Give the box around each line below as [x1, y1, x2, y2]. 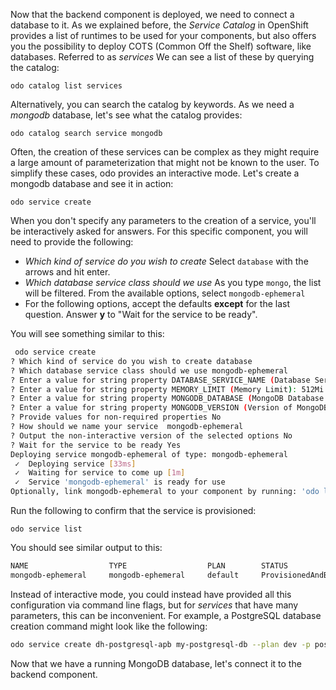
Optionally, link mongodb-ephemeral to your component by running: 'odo [10, 487, 320, 497]
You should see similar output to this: [10, 542, 163, 553]
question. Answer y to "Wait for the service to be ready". [24, 309, 258, 320]
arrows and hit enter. [24, 266, 111, 278]
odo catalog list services [10, 81, 123, 91]
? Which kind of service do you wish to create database [10, 356, 253, 366]
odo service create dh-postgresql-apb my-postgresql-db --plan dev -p [10, 639, 311, 649]
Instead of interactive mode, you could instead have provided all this [10, 588, 292, 600]
